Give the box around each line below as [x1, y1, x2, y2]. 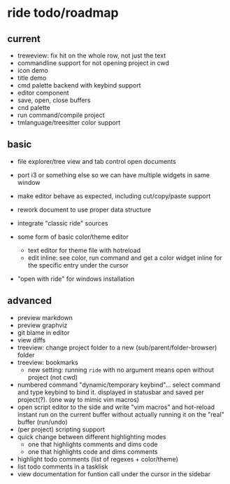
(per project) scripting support [17, 425, 105, 434]
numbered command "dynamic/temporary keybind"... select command [17, 380, 221, 389]
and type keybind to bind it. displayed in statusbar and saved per [17, 387, 204, 396]
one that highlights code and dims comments [27, 447, 158, 456]
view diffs [17, 336, 46, 344]
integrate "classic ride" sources [17, 219, 108, 227]
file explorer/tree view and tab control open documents [17, 157, 176, 165]
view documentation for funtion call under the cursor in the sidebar [17, 469, 211, 478]
